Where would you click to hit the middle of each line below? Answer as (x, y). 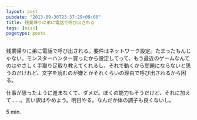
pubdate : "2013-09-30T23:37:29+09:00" (54, 17)
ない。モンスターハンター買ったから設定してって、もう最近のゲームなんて (100, 58)
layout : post (22, 11)
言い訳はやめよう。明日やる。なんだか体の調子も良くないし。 (100, 100)
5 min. (14, 112)
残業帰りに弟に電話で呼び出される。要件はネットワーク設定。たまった (91, 51)
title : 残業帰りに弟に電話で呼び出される (51, 22)
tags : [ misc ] (22, 28)
